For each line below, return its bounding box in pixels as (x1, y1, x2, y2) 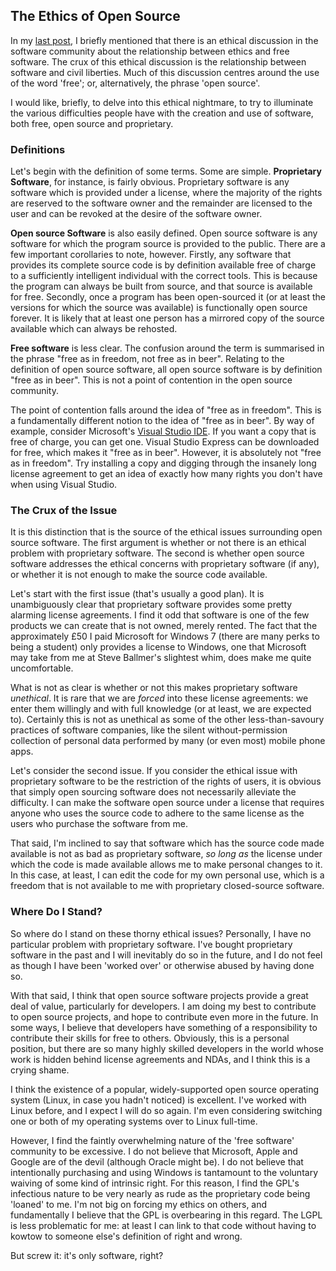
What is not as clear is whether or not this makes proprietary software (10, 682, 298, 694)
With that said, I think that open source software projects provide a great (10, 989, 309, 1001)
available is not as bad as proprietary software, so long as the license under (10, 848, 323, 860)
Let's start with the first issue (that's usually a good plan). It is (10, 588, 265, 600)
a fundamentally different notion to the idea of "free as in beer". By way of (10, 415, 315, 427)
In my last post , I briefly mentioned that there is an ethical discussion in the (10, 34, 319, 46)
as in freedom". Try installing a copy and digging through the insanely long (10, 457, 317, 469)
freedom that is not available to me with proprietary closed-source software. (10, 880, 325, 892)
